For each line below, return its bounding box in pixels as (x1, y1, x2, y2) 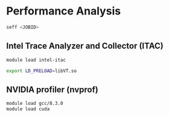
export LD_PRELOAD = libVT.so (6, 68, 77, 74)
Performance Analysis (6, 4, 121, 18)
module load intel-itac (6, 57, 66, 63)
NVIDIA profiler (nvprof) (6, 84, 98, 95)
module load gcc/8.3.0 (6, 101, 63, 107)
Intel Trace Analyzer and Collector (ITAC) (6, 41, 164, 51)
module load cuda (6, 106, 50, 112)
